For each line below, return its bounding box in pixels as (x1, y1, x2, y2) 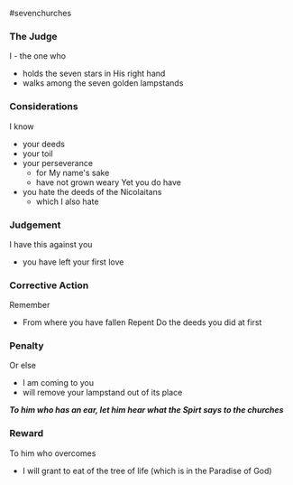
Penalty (9, 340, 44, 352)
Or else (9, 360, 37, 371)
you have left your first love (22, 256, 124, 267)
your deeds (22, 138, 66, 149)
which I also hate (35, 196, 99, 207)
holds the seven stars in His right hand (22, 68, 166, 79)
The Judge (9, 30, 58, 42)
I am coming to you (22, 378, 95, 388)
